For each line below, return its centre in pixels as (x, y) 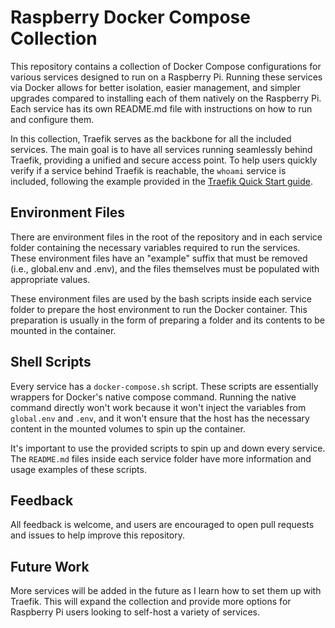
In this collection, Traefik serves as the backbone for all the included (151, 138)
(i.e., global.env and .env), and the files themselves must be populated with (165, 268)
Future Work (50, 566)
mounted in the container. (63, 330)
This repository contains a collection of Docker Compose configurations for (166, 66)
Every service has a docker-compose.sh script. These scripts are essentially (164, 386)
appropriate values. (50, 279)
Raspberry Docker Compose (130, 17)
